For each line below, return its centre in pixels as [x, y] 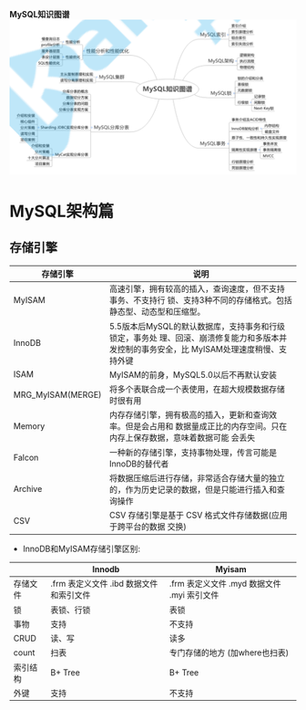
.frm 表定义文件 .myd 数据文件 [225, 584]
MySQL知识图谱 [40, 14]
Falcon [26, 458]
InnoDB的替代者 [139, 464]
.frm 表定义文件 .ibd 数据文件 [104, 584]
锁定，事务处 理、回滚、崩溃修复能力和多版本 [194, 338]
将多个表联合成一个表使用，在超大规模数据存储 [197, 389]
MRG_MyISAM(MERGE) [57, 394]
